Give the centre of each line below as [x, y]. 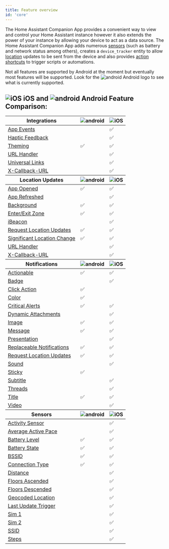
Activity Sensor [26, 423]
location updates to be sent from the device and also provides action [77, 56]
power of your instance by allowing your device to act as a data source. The [84, 40]
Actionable [21, 273]
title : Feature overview [31, 10]
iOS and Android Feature [78, 98]
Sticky [15, 372]
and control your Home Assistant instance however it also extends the [78, 35]
